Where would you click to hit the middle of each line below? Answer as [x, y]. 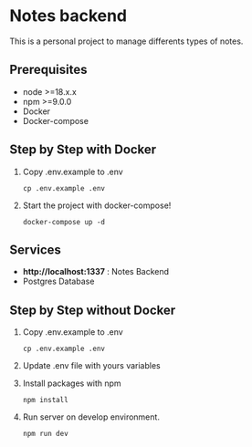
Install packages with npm [72, 383]
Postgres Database [58, 281]
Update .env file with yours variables [92, 366]
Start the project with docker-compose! [97, 205]
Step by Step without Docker [93, 310]
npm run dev [45, 434]
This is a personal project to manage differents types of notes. [126, 41]
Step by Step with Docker [83, 150]
